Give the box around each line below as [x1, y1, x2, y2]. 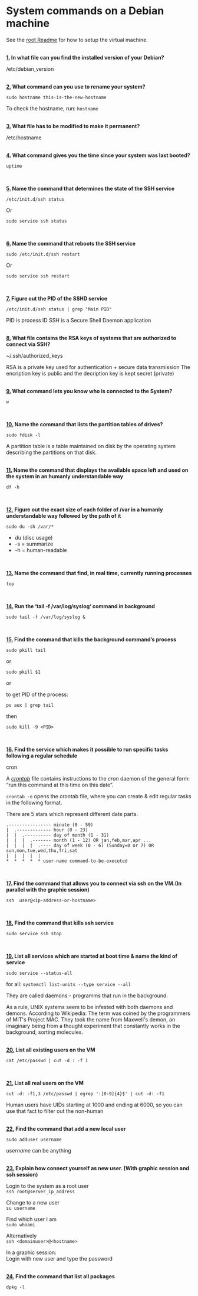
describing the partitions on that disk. [6, 449, 97, 456]
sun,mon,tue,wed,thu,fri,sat [6, 847, 78, 854]
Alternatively [6, 1232, 37, 1239]
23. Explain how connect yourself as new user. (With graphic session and [6, 1164, 190, 1171]
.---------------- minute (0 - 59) [6, 822, 94, 828]
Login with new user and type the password [6, 1255, 113, 1262]
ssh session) [6, 1171, 38, 1178]
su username [6, 1205, 35, 1211]
